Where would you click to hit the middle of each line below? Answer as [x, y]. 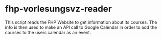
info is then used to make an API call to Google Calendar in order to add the [81, 27]
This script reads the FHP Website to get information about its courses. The [81, 22]
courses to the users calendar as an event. [48, 32]
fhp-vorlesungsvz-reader [58, 9]
